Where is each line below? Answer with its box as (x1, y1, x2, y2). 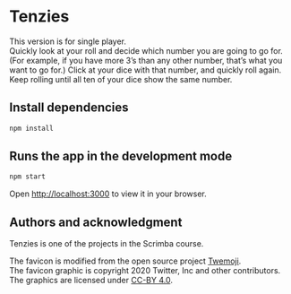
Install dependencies (9, 100, 129, 116)
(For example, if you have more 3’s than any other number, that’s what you (9, 55, 283, 65)
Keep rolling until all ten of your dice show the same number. (9, 73, 233, 84)
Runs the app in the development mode (9, 149, 233, 164)
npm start (9, 172, 47, 181)
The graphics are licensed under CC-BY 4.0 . (9, 275, 173, 286)
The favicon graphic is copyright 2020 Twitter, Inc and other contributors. (9, 265, 281, 276)
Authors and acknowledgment (9, 214, 183, 229)
